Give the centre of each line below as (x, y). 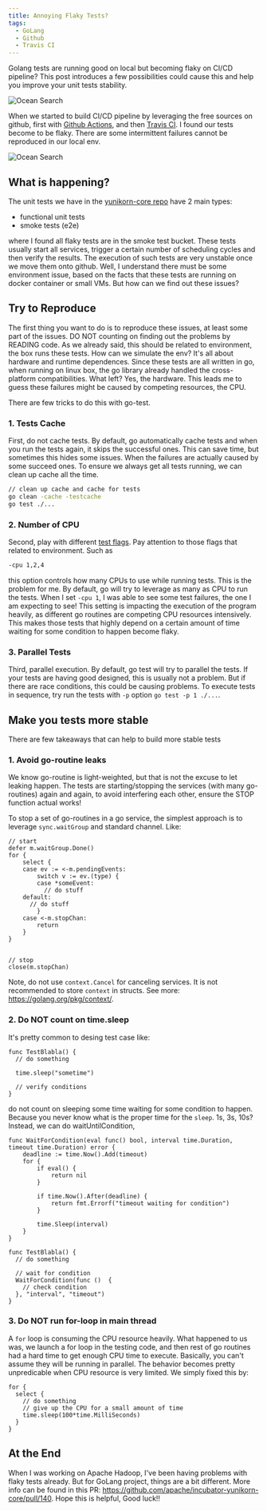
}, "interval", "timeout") (60, 1294)
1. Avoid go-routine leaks (57, 760)
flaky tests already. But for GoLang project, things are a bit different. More (130, 1481)
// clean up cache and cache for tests (75, 489)
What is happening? (59, 182)
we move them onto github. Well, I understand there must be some (118, 266)
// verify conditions (51, 1087)
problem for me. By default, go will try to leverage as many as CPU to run (128, 589)
